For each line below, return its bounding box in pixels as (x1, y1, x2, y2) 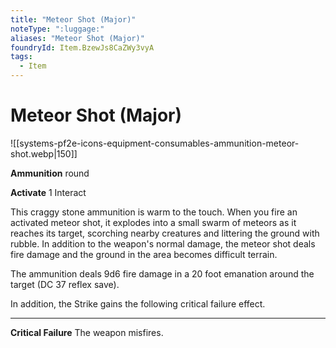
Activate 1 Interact (10, 186, 87, 198)
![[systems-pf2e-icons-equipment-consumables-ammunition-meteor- (10, 137, 300, 149)
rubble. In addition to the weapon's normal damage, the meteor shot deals (10, 237, 316, 250)
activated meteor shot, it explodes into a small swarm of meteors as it (10, 216, 297, 228)
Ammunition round (10, 167, 90, 179)
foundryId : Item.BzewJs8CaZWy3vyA (10, 42, 155, 53)
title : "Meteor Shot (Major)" (10, 14, 137, 25)
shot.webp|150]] (10, 147, 78, 160)
